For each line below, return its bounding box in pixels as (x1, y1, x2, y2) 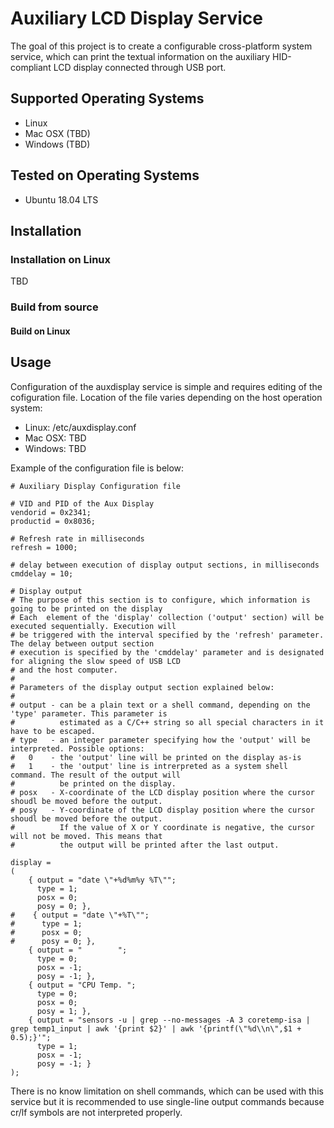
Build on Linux (10, 325, 71, 337)
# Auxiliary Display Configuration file (10, 481, 182, 491)
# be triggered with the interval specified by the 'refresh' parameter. (10, 630, 325, 640)
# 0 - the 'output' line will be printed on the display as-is (10, 752, 302, 762)
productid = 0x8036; (10, 516, 97, 526)
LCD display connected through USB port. (53, 61, 227, 73)
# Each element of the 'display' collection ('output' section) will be (10, 612, 325, 622)
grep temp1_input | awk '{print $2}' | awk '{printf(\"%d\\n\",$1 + (10, 1023, 302, 1034)
